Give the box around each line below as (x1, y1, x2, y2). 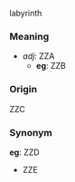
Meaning (9, 30, 50, 43)
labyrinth (9, 8, 42, 18)
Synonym (9, 126, 52, 139)
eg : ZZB (35, 61, 66, 72)
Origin (9, 83, 38, 96)
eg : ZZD (9, 147, 40, 158)
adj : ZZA (22, 51, 55, 62)
